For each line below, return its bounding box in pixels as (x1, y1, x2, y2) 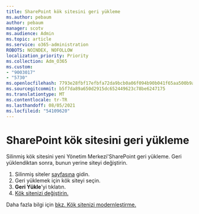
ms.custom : (6, 63, 33, 70)
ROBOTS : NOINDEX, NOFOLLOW (6, 47, 73, 53)
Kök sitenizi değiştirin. (14, 190, 69, 197)
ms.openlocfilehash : (6, 81, 57, 87)
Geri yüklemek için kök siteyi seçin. (14, 177, 101, 184)
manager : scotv (6, 25, 44, 31)
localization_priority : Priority (6, 53, 89, 59)
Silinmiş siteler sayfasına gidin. (14, 171, 90, 178)
